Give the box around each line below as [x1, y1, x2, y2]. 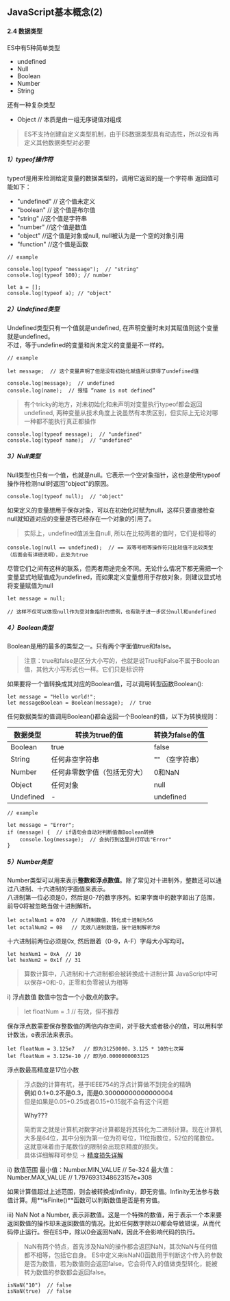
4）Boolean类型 [7, 624, 53, 632]
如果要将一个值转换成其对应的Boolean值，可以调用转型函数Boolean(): [7, 680, 203, 688]
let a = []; [7, 283, 41, 290]
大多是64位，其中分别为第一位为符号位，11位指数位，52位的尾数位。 [23, 1134, 218, 1142]
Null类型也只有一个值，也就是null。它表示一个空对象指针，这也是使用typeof [7, 471, 220, 479]
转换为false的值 [153, 730, 205, 740]
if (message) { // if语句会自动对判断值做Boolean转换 [7, 829, 155, 836]
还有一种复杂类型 [7, 100, 55, 108]
